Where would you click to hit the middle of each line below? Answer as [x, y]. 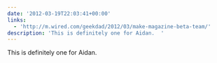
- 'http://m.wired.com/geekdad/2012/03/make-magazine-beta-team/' [112, 26]
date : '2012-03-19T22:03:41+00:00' [59, 13]
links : [17, 20]
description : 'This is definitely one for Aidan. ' [86, 33]
